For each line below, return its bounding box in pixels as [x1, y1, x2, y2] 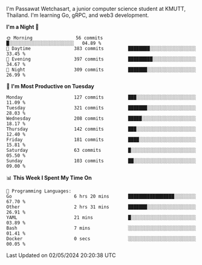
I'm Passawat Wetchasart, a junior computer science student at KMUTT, [6, 5, 186, 12]
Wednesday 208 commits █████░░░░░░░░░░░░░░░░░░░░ [6, 116, 197, 122]
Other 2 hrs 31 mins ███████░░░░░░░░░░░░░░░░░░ [6, 204, 197, 210]
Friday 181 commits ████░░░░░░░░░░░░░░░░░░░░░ [6, 137, 197, 143]
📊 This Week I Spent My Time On [6, 174, 92, 181]
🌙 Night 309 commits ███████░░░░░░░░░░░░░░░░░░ [6, 67, 197, 73]
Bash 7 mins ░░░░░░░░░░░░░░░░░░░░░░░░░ [6, 225, 197, 231]
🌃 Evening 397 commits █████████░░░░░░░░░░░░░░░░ [6, 56, 197, 62]
